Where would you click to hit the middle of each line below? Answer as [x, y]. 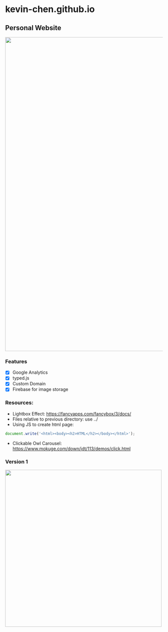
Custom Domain [29, 384]
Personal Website [33, 28]
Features [16, 361]
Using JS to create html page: [43, 424]
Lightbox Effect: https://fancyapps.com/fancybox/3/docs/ [72, 413]
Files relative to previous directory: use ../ [55, 419]
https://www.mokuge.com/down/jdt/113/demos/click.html [71, 449]
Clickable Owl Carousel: [37, 443]
